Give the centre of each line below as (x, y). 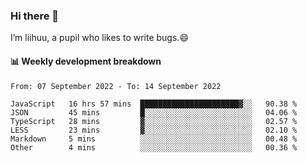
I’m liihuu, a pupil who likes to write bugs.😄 (99, 38)
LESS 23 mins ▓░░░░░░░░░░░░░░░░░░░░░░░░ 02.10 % (154, 130)
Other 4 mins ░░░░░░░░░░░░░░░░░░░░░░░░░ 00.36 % (154, 147)
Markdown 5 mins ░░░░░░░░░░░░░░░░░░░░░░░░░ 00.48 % (154, 139)
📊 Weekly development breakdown (86, 61)
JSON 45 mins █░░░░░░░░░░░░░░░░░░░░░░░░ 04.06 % (154, 112)
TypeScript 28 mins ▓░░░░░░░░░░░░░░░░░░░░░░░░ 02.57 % (154, 121)
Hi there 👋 (35, 16)
